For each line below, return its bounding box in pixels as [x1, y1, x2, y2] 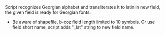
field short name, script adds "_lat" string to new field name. [12, 24, 134, 30]
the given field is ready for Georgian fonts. [5, 9, 91, 15]
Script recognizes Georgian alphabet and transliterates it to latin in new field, [5, 4, 161, 10]
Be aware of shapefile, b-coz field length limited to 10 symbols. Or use [12, 19, 155, 25]
